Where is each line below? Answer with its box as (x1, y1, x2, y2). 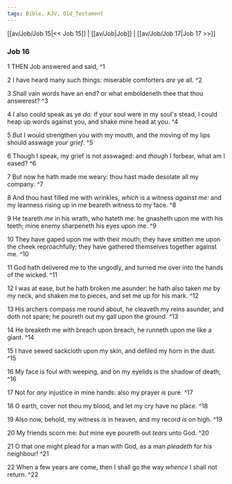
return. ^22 (7, 470, 39, 478)
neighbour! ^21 (7, 449, 49, 458)
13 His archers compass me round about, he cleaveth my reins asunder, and (7, 305, 224, 313)
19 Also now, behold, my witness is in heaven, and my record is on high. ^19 (7, 415, 223, 424)
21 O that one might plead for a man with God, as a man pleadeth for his (7, 442, 213, 450)
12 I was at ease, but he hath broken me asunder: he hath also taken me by (7, 284, 221, 292)
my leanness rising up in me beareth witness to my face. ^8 (7, 201, 177, 209)
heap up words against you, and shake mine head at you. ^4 (7, 117, 179, 126)
